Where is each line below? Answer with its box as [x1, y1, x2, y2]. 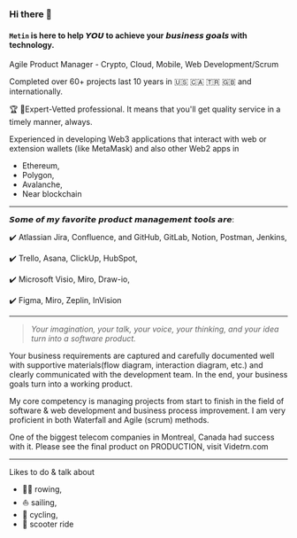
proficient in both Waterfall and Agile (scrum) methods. [9, 415, 209, 425]
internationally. [9, 86, 64, 97]
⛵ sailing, [21, 497, 57, 508]
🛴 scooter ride [21, 519, 74, 530]
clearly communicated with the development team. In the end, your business [9, 370, 288, 380]
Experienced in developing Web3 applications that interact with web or [9, 134, 267, 144]
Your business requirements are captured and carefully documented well [9, 350, 275, 362]
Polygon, [21, 170, 55, 181]
